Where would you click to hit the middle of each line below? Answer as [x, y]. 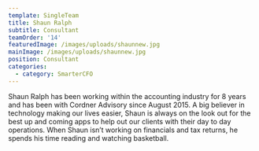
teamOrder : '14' [35, 37]
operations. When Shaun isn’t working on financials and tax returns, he [123, 130]
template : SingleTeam [44, 15]
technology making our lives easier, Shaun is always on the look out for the [129, 113]
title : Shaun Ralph [40, 23]
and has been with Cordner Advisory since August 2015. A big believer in [127, 105]
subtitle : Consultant [44, 30]
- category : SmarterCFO [54, 74]
